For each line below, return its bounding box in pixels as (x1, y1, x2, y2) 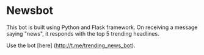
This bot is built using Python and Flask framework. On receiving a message (6, 24, 198, 31)
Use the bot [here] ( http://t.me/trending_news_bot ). (6, 42, 136, 49)
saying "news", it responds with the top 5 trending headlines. (6, 30, 160, 37)
